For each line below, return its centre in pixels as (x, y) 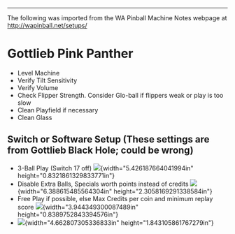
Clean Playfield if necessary (58, 110)
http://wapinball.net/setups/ (47, 25)
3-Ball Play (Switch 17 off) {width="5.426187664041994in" (105, 168)
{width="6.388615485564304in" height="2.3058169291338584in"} (115, 191)
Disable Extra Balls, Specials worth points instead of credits (103, 184)
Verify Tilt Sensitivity (47, 80)
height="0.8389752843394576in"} (68, 214)
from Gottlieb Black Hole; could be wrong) (100, 151)
